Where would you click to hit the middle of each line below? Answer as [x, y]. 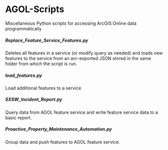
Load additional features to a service [43, 88]
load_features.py [24, 75]
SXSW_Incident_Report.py [34, 99]
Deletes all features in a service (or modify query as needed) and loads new [84, 53]
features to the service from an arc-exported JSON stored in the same [78, 58]
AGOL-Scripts [35, 9]
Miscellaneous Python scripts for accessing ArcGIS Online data [71, 23]
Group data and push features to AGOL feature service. [63, 142]
